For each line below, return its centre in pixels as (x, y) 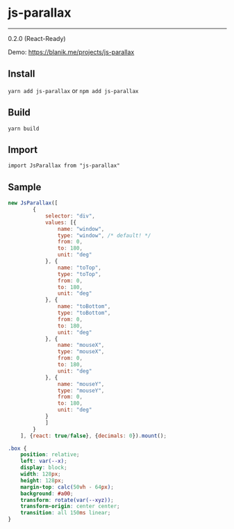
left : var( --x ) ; (44, 461)
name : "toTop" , (79, 268)
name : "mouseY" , (81, 384)
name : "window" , (81, 229)
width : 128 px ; (41, 474)
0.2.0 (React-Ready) (37, 38)
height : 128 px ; (42, 480)
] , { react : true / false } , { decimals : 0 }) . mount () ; (94, 436)
